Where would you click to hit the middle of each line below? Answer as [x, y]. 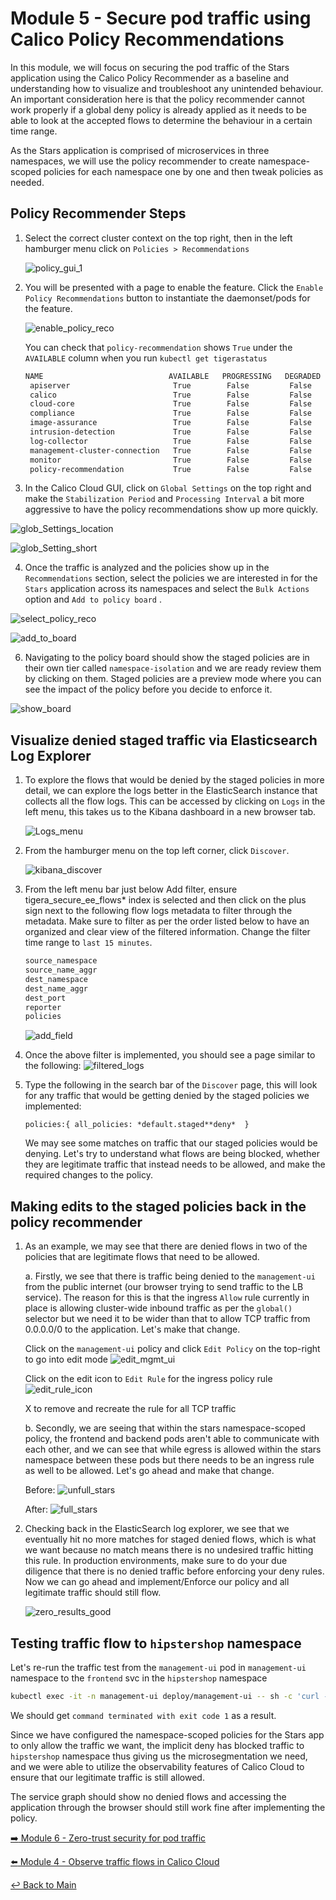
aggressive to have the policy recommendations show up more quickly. [171, 509]
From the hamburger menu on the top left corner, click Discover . [157, 851]
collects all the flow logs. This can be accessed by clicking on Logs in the [175, 801]
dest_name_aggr [56, 988]
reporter [43, 1007]
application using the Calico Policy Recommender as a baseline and [150, 78]
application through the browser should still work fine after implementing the [168, 1807]
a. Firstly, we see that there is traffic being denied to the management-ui [170, 1276]
